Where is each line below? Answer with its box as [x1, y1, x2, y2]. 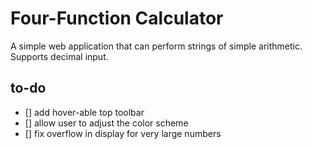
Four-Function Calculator [10, 7, 224, 30]
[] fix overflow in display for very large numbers [24, 127, 222, 139]
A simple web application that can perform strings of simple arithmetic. [10, 40, 303, 52]
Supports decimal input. [10, 50, 109, 62]
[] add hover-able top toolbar [24, 106, 145, 118]
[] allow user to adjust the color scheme [24, 117, 189, 129]
